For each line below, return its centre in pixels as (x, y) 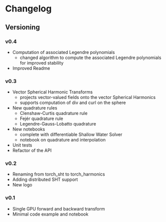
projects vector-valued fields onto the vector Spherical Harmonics (88, 97)
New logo (22, 185)
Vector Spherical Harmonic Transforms (53, 92)
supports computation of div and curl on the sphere (73, 102)
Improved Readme (31, 68)
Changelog (28, 9)
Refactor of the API (32, 150)
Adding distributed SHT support (45, 179)
